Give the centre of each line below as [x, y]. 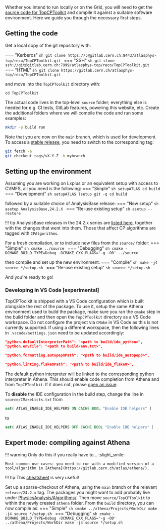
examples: [16, 118]
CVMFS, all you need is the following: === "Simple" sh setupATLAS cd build [82, 189]
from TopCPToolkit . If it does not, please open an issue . [61, 385]
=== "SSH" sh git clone [89, 60]
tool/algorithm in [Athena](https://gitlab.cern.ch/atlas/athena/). [77, 468]
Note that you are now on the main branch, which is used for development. [81, 137]
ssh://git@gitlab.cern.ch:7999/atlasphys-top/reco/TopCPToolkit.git [77, 65]
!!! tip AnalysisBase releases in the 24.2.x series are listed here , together [79, 223]
